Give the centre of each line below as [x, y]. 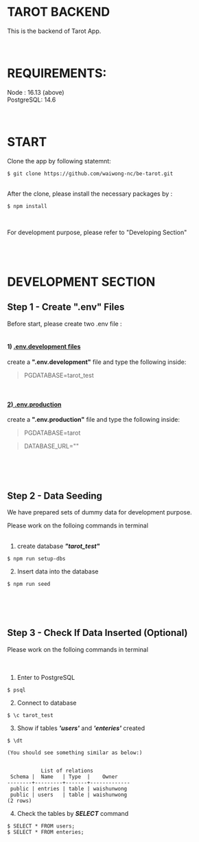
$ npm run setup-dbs [37, 559]
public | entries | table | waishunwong [69, 788]
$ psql [16, 690]
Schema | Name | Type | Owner [64, 777]
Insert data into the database [58, 571]
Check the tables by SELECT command [73, 813]
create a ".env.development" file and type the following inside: [97, 362]
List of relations [67, 771]
